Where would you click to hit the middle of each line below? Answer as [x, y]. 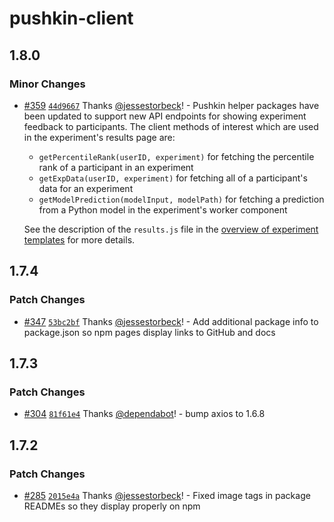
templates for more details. [79, 239]
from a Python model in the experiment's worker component [163, 209]
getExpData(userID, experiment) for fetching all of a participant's [173, 178]
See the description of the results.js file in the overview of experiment [171, 229]
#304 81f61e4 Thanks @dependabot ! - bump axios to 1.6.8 [144, 414]
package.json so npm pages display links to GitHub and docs [149, 332]
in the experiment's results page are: [99, 137]
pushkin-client [71, 18]
